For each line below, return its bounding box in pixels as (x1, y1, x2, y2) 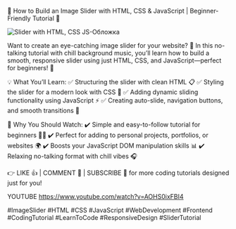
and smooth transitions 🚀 (7, 106, 80, 115)
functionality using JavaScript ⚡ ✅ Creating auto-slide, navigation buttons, (7, 96, 223, 105)
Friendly (7, 14, 31, 22)
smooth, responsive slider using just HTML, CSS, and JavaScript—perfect (7, 56, 222, 65)
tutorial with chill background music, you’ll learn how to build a (27, 49, 210, 57)
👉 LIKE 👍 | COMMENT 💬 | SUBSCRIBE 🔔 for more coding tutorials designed (7, 169, 230, 177)
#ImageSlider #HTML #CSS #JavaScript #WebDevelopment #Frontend (7, 206, 213, 214)
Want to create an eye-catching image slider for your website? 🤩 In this (7, 41, 213, 49)
